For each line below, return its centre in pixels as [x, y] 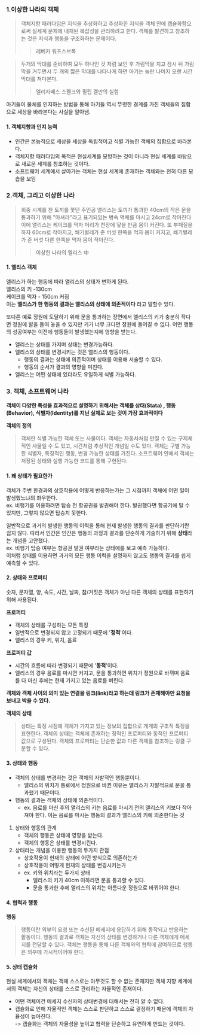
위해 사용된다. [22, 599]
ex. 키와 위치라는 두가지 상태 [57, 873]
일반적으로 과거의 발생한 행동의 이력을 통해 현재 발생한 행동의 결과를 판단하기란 [98, 525]
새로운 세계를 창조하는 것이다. [56, 163]
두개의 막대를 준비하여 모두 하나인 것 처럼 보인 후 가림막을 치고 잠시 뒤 [102, 64]
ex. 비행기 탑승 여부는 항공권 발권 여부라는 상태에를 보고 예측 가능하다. [88, 548]
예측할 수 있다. [23, 563]
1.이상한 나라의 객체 [33, 9]
